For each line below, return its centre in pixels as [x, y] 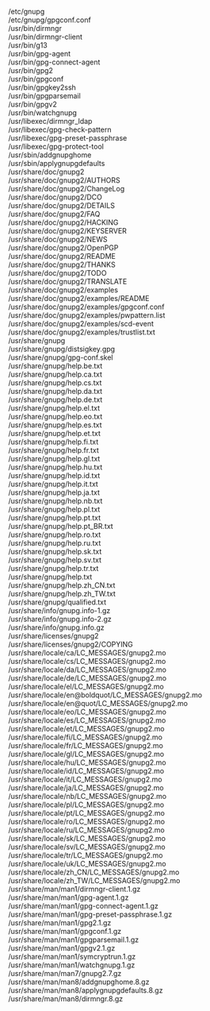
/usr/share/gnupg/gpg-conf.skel [61, 357]
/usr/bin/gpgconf [36, 79]
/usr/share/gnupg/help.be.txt [55, 366]
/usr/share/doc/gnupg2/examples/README [79, 298]
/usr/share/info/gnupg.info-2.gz [60, 619]
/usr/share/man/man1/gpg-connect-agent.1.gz [83, 906]
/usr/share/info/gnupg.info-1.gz [59, 610]
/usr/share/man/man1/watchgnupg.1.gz [72, 965]
